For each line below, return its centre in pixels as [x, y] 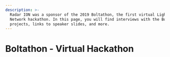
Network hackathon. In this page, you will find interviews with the [84, 19]
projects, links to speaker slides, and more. [60, 24]
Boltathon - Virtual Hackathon [70, 49]
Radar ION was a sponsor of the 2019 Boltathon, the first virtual [82, 15]
